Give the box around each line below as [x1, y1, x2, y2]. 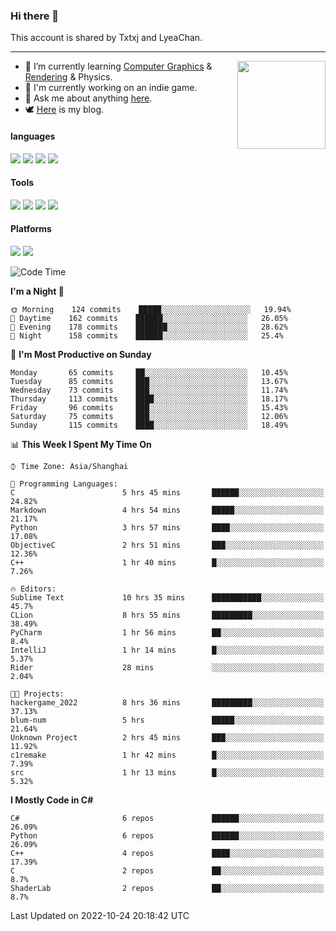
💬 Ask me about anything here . [24, 92, 153, 104]
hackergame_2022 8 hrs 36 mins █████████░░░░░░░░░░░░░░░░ [10, 697, 325, 708]
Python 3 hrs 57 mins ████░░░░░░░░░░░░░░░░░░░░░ [10, 522, 325, 533]
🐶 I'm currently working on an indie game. [24, 82, 198, 94]
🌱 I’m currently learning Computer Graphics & [24, 60, 213, 73]
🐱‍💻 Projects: [10, 689, 65, 699]
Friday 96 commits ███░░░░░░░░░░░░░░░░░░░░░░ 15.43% [10, 402, 288, 413]
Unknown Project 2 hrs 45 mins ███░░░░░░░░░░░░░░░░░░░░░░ [10, 732, 325, 743]
